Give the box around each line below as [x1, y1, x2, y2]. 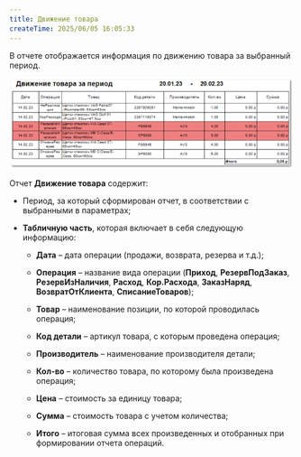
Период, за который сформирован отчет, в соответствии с [22, 195, 250, 207]
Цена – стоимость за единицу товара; [35, 393, 183, 404]
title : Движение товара [9, 14, 99, 23]
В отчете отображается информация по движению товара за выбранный [9, 50, 291, 61]
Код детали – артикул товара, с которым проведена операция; [35, 331, 280, 342]
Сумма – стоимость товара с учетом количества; [35, 411, 229, 422]
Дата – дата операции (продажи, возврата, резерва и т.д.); [35, 249, 264, 261]
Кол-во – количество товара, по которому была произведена [35, 366, 274, 377]
